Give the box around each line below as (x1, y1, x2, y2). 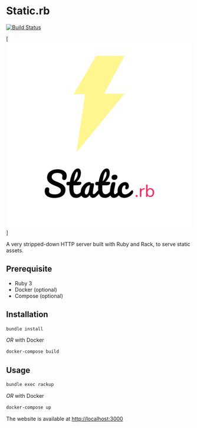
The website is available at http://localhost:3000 (6, 415, 123, 422)
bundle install (6, 326, 44, 332)
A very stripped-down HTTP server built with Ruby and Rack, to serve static (6, 240, 191, 247)
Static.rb (6, 4, 50, 18)
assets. (6, 247, 24, 254)
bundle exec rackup (6, 382, 54, 388)
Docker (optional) (14, 286, 57, 293)
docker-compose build (6, 349, 60, 355)
